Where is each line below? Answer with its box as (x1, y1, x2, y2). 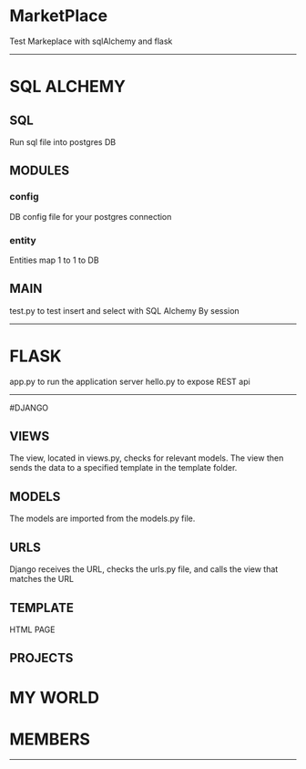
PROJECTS (9, 650, 74, 666)
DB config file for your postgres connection (9, 211, 172, 222)
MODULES (9, 163, 70, 179)
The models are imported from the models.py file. (9, 513, 196, 525)
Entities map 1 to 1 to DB (9, 255, 99, 265)
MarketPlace (9, 5, 107, 26)
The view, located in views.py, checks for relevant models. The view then (9, 452, 284, 463)
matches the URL (9, 574, 75, 585)
